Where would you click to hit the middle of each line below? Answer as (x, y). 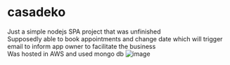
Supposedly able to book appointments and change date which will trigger (115, 38)
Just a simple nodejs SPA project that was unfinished (84, 31)
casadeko (37, 12)
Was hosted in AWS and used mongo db (66, 54)
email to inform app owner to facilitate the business (82, 46)
